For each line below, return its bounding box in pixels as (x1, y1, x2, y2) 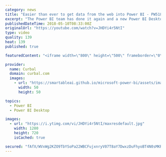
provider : (5, 62, 26, 67)
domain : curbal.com (9, 71, 50, 76)
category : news (5, 7, 37, 12)
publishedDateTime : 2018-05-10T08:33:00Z (5, 21, 92, 26)
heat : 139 (5, 40, 26, 45)
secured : (5, 144, 23, 149)
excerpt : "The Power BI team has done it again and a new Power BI (5, 16, 147, 21)
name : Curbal (9, 66, 37, 72)
